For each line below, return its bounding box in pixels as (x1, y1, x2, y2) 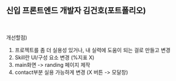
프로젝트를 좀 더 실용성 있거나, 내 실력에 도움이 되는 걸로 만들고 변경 (14, 46, 171, 53)
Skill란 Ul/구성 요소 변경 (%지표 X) (14, 54, 94, 61)
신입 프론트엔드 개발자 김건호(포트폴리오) (6, 5, 146, 16)
